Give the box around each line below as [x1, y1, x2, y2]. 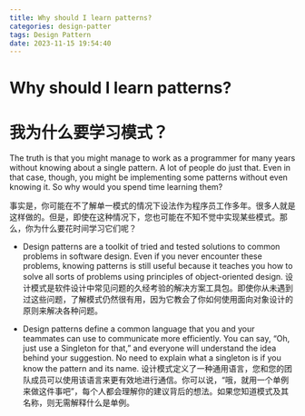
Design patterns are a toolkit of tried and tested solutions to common [22, 242, 280, 253]
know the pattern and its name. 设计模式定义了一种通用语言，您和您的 [22, 363, 285, 374]
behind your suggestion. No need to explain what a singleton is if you [22, 352, 281, 363]
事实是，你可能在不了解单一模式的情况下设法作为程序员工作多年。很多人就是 [9, 201, 296, 212]
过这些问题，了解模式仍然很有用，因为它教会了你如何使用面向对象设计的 [22, 294, 293, 305]
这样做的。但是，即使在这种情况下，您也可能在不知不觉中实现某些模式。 [9, 212, 280, 223]
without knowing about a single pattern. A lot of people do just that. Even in [9, 163, 291, 173]
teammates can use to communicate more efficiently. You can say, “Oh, [22, 333, 290, 344]
